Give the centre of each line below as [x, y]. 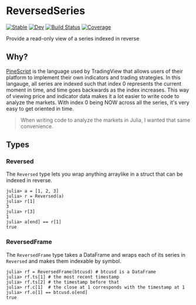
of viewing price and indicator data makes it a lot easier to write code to [93, 96]
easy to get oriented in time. [40, 108]
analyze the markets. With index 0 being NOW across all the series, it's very [98, 102]
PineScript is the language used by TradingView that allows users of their [94, 71]
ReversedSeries [46, 11]
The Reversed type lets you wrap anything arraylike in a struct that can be [94, 174]
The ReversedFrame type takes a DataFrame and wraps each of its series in [96, 254]
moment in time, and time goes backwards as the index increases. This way [98, 90]
